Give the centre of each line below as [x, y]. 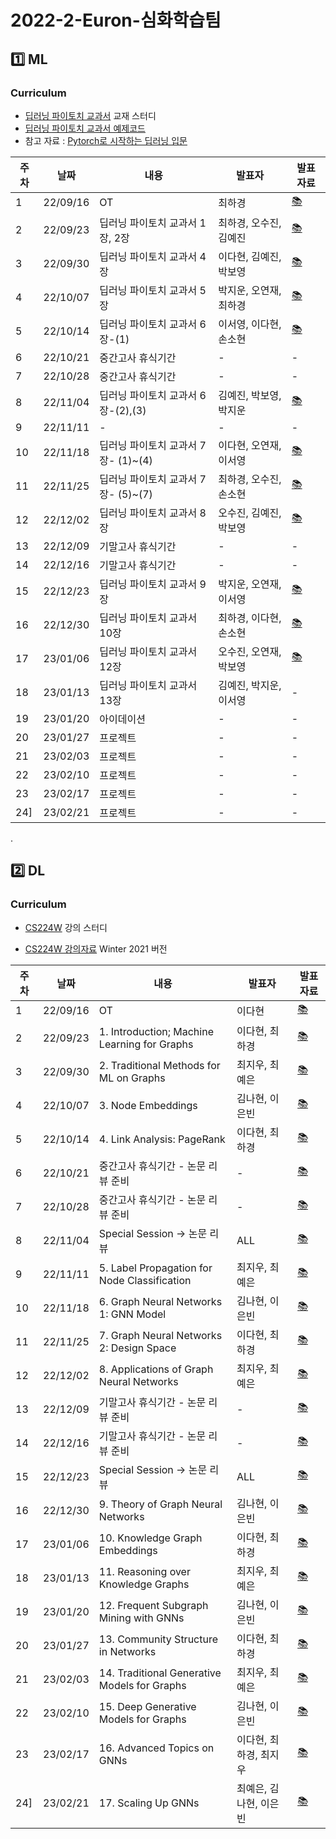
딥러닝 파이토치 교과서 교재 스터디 [90, 115]
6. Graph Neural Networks [160, 1301]
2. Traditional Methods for [159, 1065]
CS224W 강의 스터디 [66, 927]
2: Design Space [137, 1348]
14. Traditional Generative [160, 1673]
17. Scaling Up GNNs [149, 1803]
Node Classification [145, 1280]
